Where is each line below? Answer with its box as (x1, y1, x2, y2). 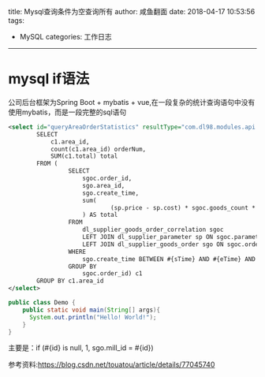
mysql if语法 (8, 70, 90, 88)
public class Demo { (8, 299, 77, 307)
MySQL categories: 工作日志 (19, 32, 112, 41)
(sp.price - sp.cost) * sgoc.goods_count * (110, 203, 256, 211)
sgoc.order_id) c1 (82, 270, 144, 278)
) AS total (82, 211, 118, 219)
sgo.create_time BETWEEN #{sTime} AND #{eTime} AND (82, 255, 256, 263)
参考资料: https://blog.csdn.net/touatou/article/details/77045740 (8, 360, 215, 369)
